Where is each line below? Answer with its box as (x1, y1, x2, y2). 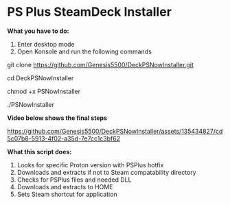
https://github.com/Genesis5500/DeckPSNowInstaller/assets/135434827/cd (7, 127, 223, 135)
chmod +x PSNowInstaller (7, 87, 81, 95)
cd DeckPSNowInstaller (7, 73, 74, 82)
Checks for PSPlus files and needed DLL (16, 176, 132, 184)
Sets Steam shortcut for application (16, 190, 118, 198)
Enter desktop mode (16, 40, 75, 48)
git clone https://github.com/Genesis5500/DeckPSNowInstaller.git (7, 60, 194, 69)
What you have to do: (7, 27, 69, 35)
